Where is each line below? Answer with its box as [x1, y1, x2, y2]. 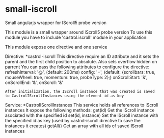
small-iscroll [5, 3, 57, 15]
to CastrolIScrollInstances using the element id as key [5, 93, 124, 98]
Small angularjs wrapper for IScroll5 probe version [5, 20, 107, 26]
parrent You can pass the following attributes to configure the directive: [5, 64, 150, 70]
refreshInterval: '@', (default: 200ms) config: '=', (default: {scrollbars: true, [5, 69, 156, 75]
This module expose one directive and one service [5, 44, 108, 50]
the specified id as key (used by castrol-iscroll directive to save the [5, 117, 141, 123]
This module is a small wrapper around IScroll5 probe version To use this [5, 29, 153, 35]
